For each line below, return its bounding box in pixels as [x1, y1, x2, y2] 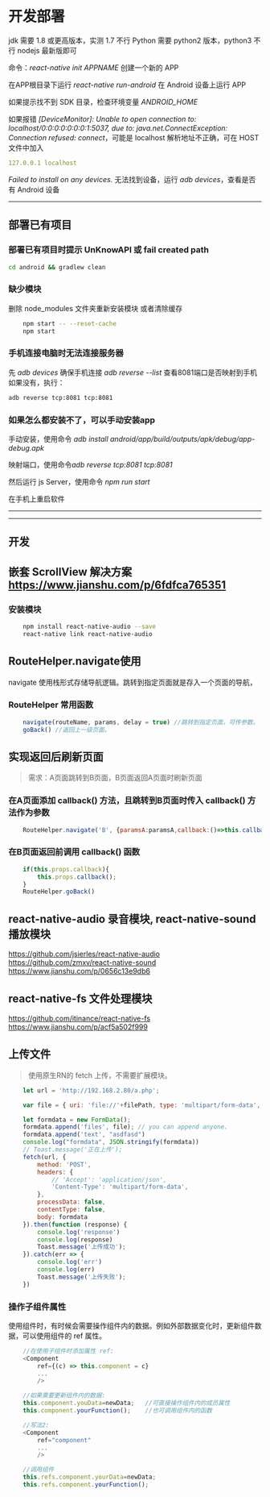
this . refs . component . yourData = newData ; [22, 1473, 157, 1482]
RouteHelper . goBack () [22, 888, 95, 896]
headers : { [37, 1168, 74, 1176]
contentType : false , [37, 1206, 106, 1214]
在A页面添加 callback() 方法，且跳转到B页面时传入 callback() [8, 795, 246, 806]
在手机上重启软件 [8, 493, 65, 504]
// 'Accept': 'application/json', [51, 1175, 167, 1183]
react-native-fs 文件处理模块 [8, 992, 153, 1005]
